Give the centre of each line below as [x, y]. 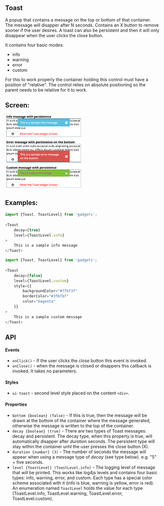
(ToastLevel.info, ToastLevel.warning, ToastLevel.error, [68, 493]
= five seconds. [28, 462]
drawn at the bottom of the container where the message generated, [81, 420]
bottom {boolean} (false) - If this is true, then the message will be [80, 415]
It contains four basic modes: [35, 45]
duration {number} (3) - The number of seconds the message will [79, 452]
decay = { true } [27, 230]
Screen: [17, 105]
